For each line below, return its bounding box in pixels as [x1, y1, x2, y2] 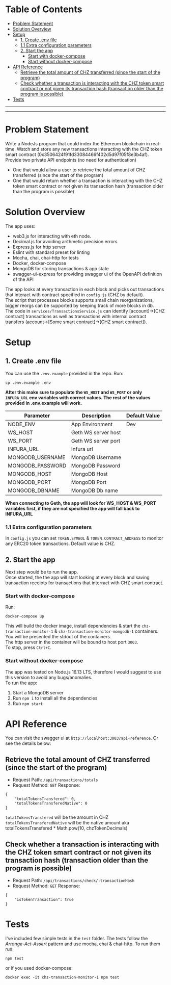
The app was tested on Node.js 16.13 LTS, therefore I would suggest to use [5, 669, 162, 675]
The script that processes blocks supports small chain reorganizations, [5, 297, 154, 303]
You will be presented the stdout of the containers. [5, 634, 111, 640]
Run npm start [12, 700, 43, 707]
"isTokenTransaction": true [14, 897, 74, 902]
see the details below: [5, 740, 51, 746]
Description [81, 412, 111, 419]
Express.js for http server [12, 244, 66, 250]
